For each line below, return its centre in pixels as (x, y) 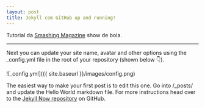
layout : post (23, 12)
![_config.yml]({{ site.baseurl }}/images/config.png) (71, 73)
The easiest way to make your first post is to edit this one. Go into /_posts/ (100, 85)
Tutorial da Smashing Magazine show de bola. (64, 35)
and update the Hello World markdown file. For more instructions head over (101, 92)
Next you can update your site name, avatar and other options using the (97, 52)
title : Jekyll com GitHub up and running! (61, 18)
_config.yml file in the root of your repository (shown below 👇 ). (85, 59)
